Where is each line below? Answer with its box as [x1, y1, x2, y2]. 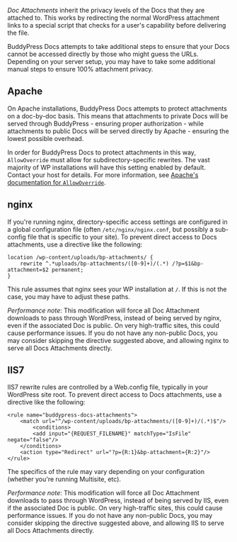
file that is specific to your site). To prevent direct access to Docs [27, 232, 217, 241]
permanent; [52, 266, 83, 273]
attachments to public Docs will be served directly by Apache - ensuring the [7, 127, 229, 135]
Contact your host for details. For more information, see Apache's [7, 170, 199, 179]
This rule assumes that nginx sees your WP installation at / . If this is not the [7, 285, 227, 293]
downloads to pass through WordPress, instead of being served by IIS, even [7, 496, 229, 505]
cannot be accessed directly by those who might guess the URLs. [7, 50, 200, 58]
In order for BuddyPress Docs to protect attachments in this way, [7, 148, 197, 157]
